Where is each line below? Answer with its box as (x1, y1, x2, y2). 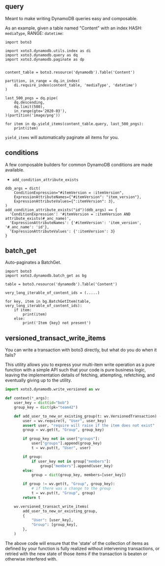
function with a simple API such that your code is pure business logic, (5, 367, 146, 373)
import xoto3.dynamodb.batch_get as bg (5, 273, 87, 278)
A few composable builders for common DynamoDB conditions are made (5, 162, 153, 168)
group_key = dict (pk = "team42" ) (14, 405, 78, 410)
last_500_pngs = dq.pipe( (5, 95, 58, 101)
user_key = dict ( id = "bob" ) (14, 400, 69, 405)
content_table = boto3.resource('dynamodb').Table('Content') (5, 70, 135, 75)
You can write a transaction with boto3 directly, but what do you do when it (5, 347, 157, 353)
